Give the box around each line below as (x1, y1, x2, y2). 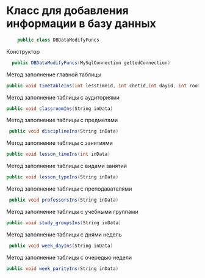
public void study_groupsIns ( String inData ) (6, 219, 121, 226)
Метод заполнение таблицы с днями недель (6, 230, 122, 238)
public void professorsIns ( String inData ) (9, 197, 119, 203)
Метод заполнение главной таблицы (6, 71, 102, 78)
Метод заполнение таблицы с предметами (6, 117, 118, 124)
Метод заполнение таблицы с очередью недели (6, 254, 132, 261)
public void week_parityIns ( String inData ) (6, 265, 119, 272)
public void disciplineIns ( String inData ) (9, 128, 119, 134)
